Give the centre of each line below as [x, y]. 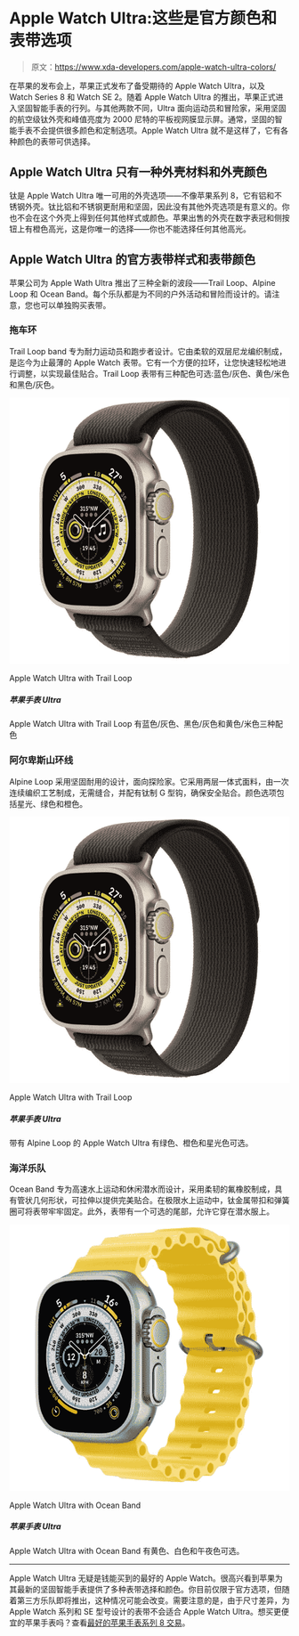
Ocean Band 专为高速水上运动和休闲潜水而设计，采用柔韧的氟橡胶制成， [142, 1189]
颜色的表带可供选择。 [56, 141]
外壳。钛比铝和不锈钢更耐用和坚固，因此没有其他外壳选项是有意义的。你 [157, 207]
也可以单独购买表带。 [72, 305]
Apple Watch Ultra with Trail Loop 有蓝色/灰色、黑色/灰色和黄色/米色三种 [142, 724]
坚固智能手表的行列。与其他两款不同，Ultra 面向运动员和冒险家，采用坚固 [151, 108]
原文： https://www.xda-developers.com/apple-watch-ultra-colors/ [154, 67]
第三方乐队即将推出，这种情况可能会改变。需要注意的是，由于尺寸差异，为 [153, 1600]
